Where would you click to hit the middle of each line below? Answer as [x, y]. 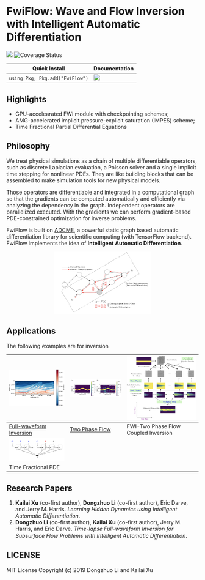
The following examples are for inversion [57, 346]
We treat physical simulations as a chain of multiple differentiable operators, [102, 161]
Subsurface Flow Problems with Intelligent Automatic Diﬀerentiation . [101, 536]
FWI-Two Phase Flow [154, 426]
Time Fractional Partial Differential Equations [71, 127]
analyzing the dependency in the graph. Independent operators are [91, 205]
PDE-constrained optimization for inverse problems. [71, 218]
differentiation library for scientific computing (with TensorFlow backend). [99, 236]
